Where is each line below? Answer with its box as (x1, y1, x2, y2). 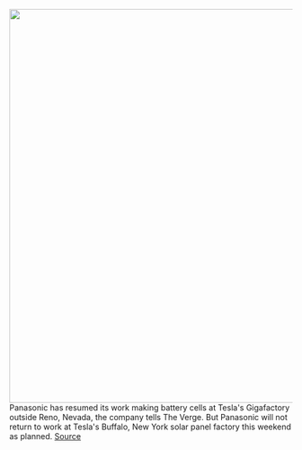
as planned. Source (9, 431, 82, 441)
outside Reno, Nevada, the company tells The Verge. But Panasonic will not (9, 412, 288, 422)
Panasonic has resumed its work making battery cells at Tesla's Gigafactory (9, 402, 290, 413)
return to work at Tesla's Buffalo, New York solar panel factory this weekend (9, 421, 292, 432)
